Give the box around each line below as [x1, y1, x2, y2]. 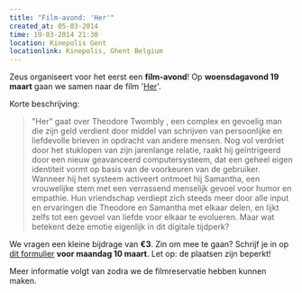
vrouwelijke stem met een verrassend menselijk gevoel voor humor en [31, 183, 292, 194]
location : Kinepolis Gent [9, 38, 106, 48]
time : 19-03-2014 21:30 [9, 30, 99, 39]
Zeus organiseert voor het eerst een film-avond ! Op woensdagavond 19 [9, 71, 279, 82]
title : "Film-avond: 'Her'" [9, 13, 115, 23]
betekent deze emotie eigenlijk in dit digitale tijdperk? [31, 222, 230, 233]
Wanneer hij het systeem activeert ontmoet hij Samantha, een [31, 173, 261, 185]
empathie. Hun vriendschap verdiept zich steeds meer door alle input [31, 193, 289, 204]
